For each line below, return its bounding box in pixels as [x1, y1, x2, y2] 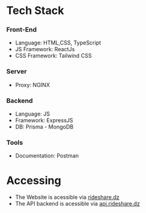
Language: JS [15, 110, 50, 117]
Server [6, 68, 27, 76]
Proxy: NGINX [15, 81, 50, 88]
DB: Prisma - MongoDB [15, 123, 74, 131]
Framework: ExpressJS [15, 117, 74, 124]
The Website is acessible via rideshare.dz [15, 194, 120, 201]
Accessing [6, 173, 61, 187]
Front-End [6, 26, 37, 34]
